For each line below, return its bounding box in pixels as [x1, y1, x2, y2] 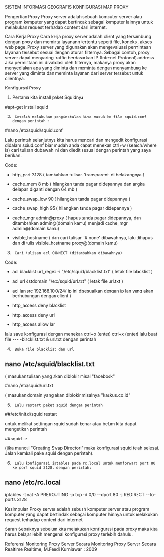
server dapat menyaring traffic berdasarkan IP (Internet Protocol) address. [5, 55, 156, 60]
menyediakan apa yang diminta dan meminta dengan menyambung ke [5, 65, 147, 71]
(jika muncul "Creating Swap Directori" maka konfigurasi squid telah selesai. [5, 445, 160, 451]
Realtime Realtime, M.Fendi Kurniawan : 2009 [5, 546, 97, 552]
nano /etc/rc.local [5, 478, 61, 487]
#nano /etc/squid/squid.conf [5, 127, 63, 133]
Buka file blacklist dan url [14, 347, 75, 352]
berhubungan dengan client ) [12, 293, 71, 299]
